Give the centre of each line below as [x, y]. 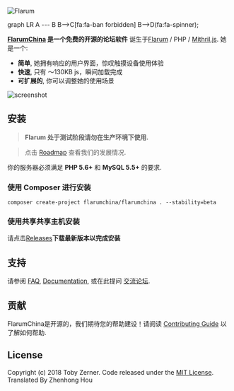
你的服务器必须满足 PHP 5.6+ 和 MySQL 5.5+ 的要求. [85, 167]
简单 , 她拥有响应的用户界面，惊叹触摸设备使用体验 [90, 63]
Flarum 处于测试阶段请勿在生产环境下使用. [87, 137]
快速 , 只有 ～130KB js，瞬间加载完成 [70, 72]
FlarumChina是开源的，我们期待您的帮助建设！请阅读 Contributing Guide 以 [117, 324]
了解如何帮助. [27, 333]
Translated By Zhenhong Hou [50, 380]
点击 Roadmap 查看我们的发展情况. [75, 152]
